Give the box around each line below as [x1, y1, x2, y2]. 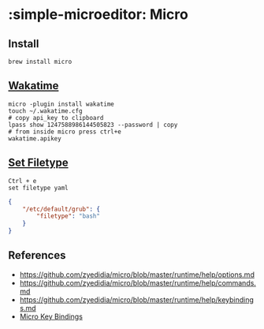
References [8, 249, 66, 262]
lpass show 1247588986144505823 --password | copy [8, 121, 178, 129]
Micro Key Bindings [19, 312, 83, 321]
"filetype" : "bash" [36, 212, 101, 220]
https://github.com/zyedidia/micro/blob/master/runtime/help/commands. [19, 278, 256, 287]
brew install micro [8, 58, 73, 65]
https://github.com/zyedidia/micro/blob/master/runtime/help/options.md [19, 270, 255, 279]
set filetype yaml [8, 184, 69, 192]
